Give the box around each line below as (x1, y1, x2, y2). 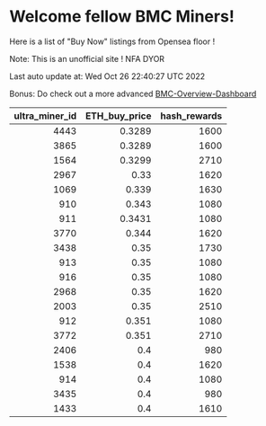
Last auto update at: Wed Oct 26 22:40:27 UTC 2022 (9, 70, 206, 82)
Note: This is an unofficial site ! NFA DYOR (9, 53, 164, 64)
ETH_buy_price (84, 110, 152, 122)
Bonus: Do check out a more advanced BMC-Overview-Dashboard (9, 88, 257, 99)
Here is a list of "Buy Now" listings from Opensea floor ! (9, 36, 216, 47)
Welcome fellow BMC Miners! (9, 6, 235, 27)
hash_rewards (160, 110, 223, 122)
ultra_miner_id (13, 110, 77, 122)
